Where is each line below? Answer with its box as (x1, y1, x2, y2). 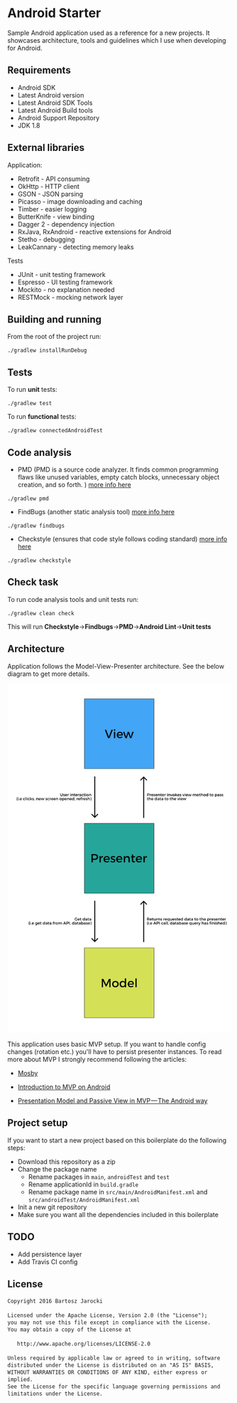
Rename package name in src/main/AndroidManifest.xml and (28, 1187, 208, 1196)
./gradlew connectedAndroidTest (7, 427, 103, 434)
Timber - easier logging (17, 204, 87, 213)
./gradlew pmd (7, 495, 50, 502)
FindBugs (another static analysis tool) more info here (17, 508, 175, 516)
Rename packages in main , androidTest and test (28, 1172, 170, 1181)
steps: (7, 1143, 26, 1152)
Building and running (7, 313, 101, 325)
